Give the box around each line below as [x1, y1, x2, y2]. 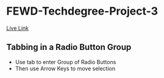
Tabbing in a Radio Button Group [6, 42, 132, 52]
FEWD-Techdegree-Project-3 [6, 4, 159, 18]
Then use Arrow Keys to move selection [15, 65, 116, 72]
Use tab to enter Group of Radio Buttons [15, 58, 116, 65]
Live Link [6, 24, 29, 32]
